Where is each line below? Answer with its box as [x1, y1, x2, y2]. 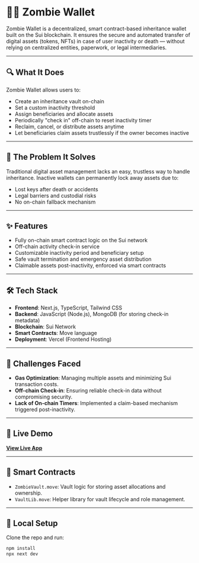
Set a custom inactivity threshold [14, 104, 95, 111]
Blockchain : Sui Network [14, 323, 76, 330]
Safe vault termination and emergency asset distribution [14, 255, 152, 263]
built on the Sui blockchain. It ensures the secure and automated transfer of [6, 31, 191, 38]
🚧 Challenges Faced [6, 359, 81, 369]
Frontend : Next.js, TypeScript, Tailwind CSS [14, 304, 123, 311]
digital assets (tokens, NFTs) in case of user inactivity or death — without [6, 37, 185, 45]
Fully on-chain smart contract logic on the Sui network [14, 237, 148, 244]
